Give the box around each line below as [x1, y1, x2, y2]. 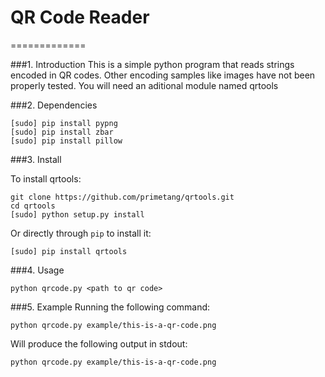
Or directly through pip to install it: [10, 227, 152, 239]
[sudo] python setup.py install [10, 209, 145, 220]
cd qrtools [10, 201, 56, 211]
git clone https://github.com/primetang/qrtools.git [10, 192, 235, 202]
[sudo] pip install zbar [10, 127, 114, 137]
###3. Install [10, 153, 62, 165]
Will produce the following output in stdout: [10, 337, 188, 350]
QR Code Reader [10, 6, 150, 29]
